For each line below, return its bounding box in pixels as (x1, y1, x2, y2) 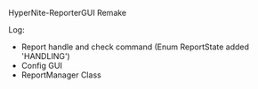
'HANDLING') (20, 51, 70, 61)
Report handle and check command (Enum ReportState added (20, 41, 250, 52)
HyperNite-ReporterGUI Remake (8, 8, 127, 18)
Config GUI (20, 61, 63, 70)
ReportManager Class (20, 70, 101, 80)
